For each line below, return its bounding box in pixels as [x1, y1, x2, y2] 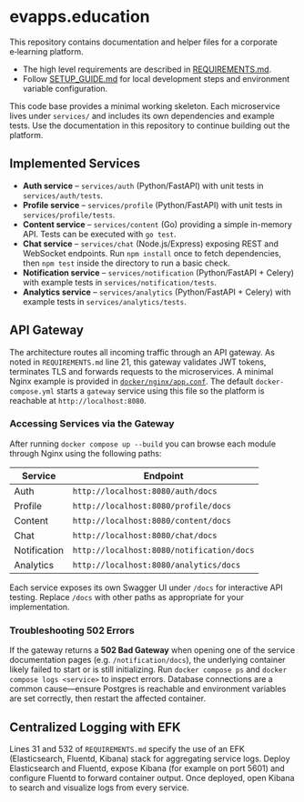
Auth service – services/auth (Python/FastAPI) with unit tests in [22, 180, 264, 191]
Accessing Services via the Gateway [9, 417, 175, 430]
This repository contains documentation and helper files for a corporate [9, 36, 278, 47]
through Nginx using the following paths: [9, 447, 162, 458]
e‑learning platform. [9, 45, 84, 56]
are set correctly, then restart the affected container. [9, 693, 207, 704]
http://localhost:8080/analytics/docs [72, 559, 241, 570]
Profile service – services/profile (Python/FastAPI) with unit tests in [22, 199, 283, 210]
